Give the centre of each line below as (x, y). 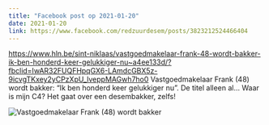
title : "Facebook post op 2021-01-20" (74, 16)
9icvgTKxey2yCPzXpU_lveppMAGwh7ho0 (79, 79)
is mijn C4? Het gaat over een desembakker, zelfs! (92, 97)
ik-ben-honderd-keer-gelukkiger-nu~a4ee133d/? (90, 62)
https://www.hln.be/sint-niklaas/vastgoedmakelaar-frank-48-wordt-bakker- (134, 54)
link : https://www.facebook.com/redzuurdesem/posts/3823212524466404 (128, 31)
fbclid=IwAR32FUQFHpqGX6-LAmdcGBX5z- (83, 71)
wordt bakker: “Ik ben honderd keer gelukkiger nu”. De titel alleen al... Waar (134, 88)
